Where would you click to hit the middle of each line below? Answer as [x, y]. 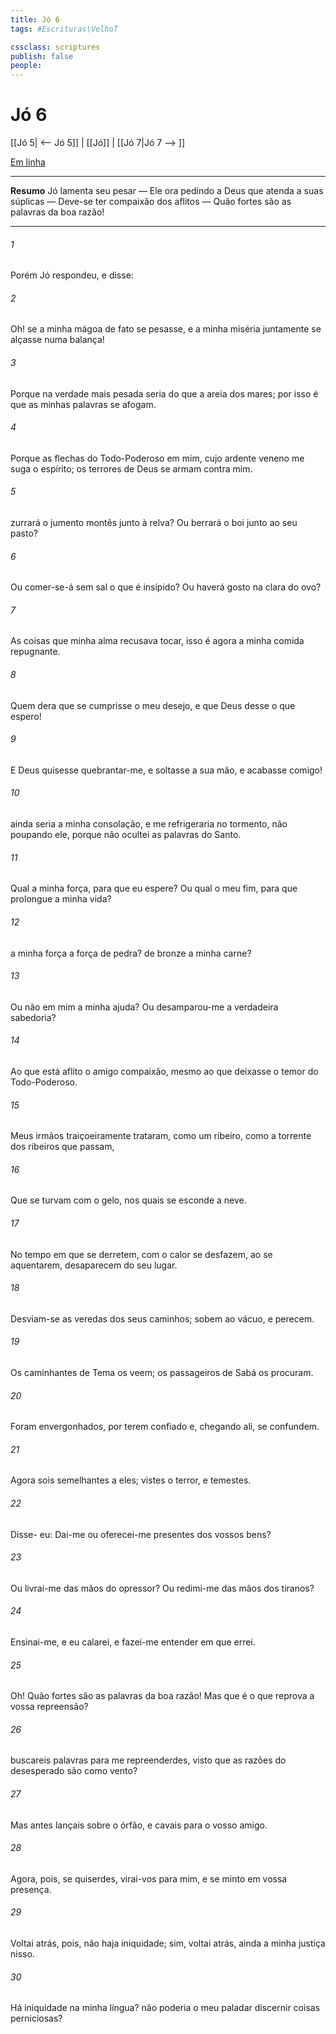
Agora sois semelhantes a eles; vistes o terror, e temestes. [131, 1480]
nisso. [22, 1953]
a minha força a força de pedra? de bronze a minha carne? [131, 953]
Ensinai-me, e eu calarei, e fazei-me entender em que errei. [133, 1642]
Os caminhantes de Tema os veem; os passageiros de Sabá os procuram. [162, 1372]
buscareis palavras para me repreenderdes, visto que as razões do [148, 1760]
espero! [26, 716]
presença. [31, 1889]
